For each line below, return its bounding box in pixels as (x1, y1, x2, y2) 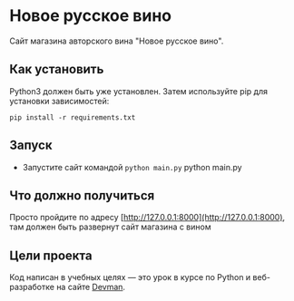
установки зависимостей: (9, 95, 110, 106)
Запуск (9, 138, 53, 153)
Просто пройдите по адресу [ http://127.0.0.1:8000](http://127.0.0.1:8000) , (9, 212, 286, 223)
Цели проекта (9, 248, 93, 263)
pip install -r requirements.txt (9, 112, 136, 122)
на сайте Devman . (55, 282, 125, 293)
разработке (9, 282, 54, 293)
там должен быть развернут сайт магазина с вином (9, 221, 211, 232)
